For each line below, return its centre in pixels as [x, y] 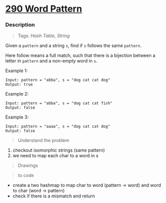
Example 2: [17, 94]
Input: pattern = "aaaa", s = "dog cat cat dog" [58, 127]
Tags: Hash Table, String [44, 36]
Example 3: [17, 117]
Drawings [28, 165]
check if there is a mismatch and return [54, 196]
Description [20, 25]
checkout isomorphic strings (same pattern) [59, 150]
